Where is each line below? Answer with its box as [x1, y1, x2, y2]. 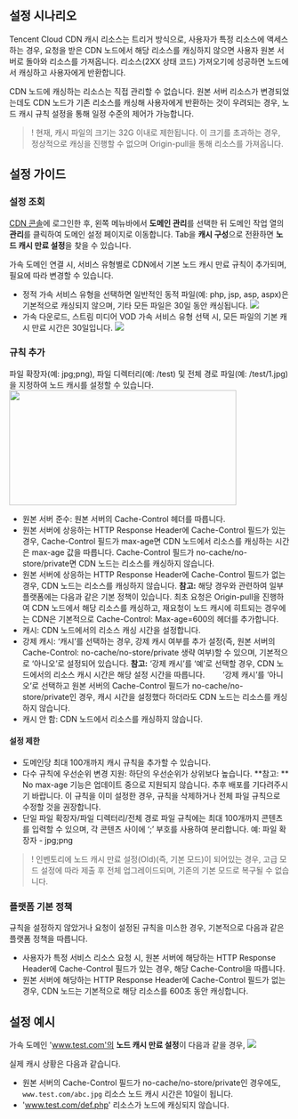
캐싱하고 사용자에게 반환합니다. [18, 67, 126, 77]
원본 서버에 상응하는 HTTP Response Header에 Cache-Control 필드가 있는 [21, 524, 286, 535]
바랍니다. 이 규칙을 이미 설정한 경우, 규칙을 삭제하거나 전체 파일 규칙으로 [31, 791, 281, 801]
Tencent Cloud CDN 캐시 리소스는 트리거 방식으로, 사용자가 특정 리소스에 [9, 34, 265, 44]
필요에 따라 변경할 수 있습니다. [9, 270, 114, 280]
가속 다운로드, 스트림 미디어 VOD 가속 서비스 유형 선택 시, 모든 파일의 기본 [21, 310, 278, 322]
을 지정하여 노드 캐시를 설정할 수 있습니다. [9, 379, 154, 390]
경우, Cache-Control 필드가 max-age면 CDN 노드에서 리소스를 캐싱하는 [21, 535, 273, 546]
